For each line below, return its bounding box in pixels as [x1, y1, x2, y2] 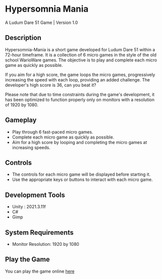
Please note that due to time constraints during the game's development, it [5, 91, 155, 97]
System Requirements [5, 228, 74, 237]
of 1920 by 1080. [5, 101, 38, 108]
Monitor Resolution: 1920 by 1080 [12, 241, 79, 247]
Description [5, 34, 41, 42]
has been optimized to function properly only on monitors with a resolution [5, 97, 155, 102]
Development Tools [5, 191, 65, 199]
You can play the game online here [5, 268, 74, 274]
